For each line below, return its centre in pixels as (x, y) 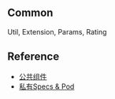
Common (30, 13)
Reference (33, 57)
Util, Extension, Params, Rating (57, 31)
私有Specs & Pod (46, 86)
